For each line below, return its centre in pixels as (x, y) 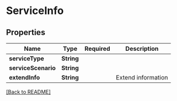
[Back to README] (28, 92)
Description (142, 49)
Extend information (142, 77)
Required (97, 49)
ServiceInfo (35, 11)
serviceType (27, 58)
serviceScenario (32, 68)
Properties (26, 32)
